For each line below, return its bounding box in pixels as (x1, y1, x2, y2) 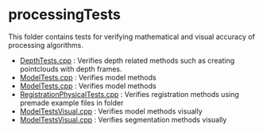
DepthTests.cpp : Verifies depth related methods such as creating (19, 56, 235, 65)
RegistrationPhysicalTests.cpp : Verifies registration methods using (19, 89, 240, 99)
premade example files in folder (19, 98, 124, 107)
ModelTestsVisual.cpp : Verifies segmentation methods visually (19, 115, 227, 124)
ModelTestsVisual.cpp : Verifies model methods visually (19, 106, 203, 116)
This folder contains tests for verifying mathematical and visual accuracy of (8, 32, 256, 41)
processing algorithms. (8, 40, 83, 49)
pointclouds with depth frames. (19, 64, 122, 73)
